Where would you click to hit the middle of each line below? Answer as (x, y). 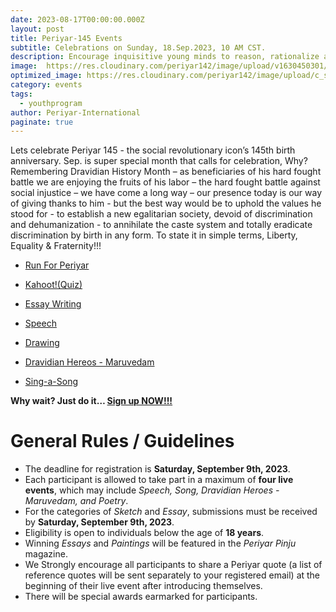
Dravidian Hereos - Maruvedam (89, 362)
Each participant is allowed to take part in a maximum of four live (159, 480)
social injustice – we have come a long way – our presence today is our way (166, 193)
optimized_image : (46, 76)
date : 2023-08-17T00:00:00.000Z (77, 19)
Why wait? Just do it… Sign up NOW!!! (91, 401)
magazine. (46, 554)
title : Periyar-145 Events (66, 38)
